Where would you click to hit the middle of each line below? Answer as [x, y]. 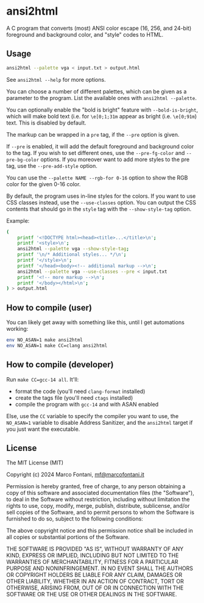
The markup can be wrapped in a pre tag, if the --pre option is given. [93, 134]
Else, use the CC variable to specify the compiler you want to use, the [93, 416]
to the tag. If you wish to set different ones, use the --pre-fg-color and [96, 153]
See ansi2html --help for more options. [56, 79]
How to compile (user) [49, 307]
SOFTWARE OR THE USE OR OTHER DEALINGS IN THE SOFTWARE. [92, 594]
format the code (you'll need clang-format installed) [80, 391]
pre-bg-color [23, 160]
